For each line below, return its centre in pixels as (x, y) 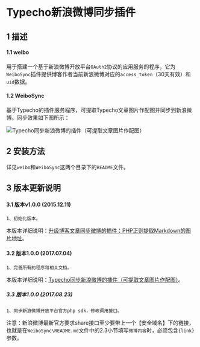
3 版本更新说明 (34, 188)
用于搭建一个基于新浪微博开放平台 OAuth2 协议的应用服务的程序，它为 (91, 66)
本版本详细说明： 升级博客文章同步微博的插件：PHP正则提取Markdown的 (96, 231)
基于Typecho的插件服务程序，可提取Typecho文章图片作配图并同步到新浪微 (99, 110)
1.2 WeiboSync (25, 96)
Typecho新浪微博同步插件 (71, 12)
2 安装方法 (26, 151)
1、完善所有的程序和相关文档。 (39, 268)
